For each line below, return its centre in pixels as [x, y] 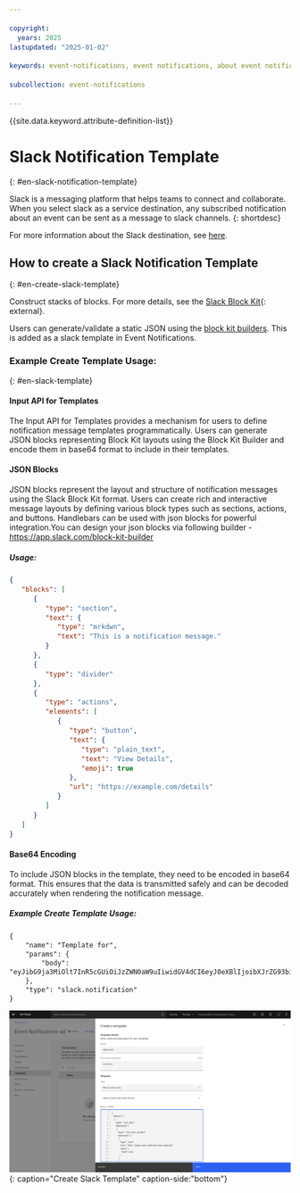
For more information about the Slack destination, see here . [118, 235]
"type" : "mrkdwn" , [91, 627]
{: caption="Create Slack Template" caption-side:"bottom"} [118, 1179]
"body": [55, 963]
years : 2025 [40, 37]
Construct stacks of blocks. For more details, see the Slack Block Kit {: [137, 302]
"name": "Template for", [71, 945]
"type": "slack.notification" [82, 990]
